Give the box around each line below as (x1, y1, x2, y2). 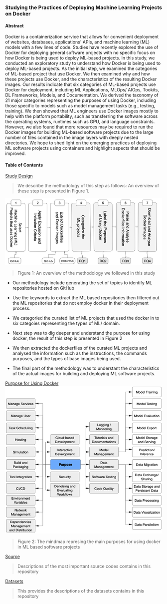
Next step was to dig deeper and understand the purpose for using (12, 330, 150, 336)
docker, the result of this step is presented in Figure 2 (12, 335, 123, 341)
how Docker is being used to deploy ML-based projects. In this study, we (5, 55, 155, 61)
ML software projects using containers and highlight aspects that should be (5, 145, 161, 151)
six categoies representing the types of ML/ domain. (12, 320, 120, 326)
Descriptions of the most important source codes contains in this (17, 564, 151, 570)
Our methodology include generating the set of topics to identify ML (12, 280, 153, 286)
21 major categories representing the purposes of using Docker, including (5, 97, 156, 103)
